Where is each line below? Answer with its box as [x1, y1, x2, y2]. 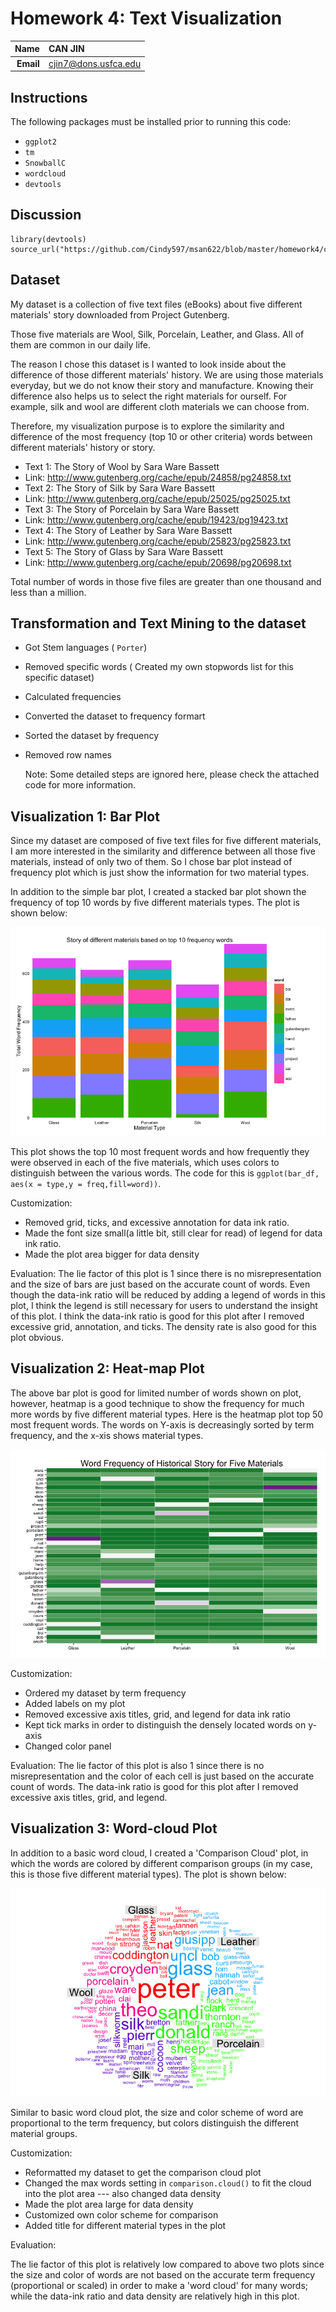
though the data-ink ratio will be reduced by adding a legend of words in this [10, 1288, 326, 1301]
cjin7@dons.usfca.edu [48, 57, 142, 69]
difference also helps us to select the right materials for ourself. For [10, 390, 288, 402]
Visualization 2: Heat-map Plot [10, 1360, 205, 1377]
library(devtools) [10, 234, 87, 244]
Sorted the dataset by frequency [24, 730, 160, 742]
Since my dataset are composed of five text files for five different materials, [10, 835, 322, 847]
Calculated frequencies [24, 691, 122, 703]
